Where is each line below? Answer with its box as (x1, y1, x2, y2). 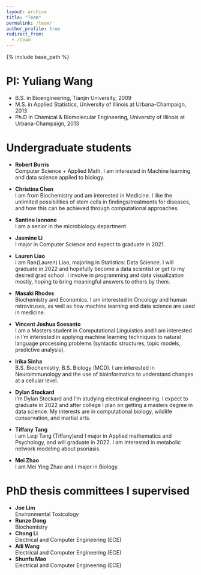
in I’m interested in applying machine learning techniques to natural (14, 333, 181, 340)
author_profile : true (6, 25, 61, 32)
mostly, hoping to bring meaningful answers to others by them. (14, 278, 170, 285)
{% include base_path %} (6, 54, 70, 60)
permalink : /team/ (6, 20, 52, 26)
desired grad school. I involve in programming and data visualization (14, 272, 184, 279)
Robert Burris (14, 161, 50, 168)
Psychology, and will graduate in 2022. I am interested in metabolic (14, 438, 181, 446)
